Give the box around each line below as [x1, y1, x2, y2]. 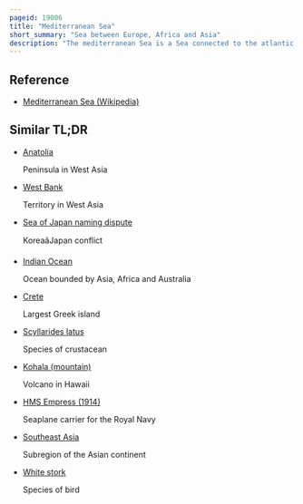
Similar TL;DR [9, 122, 88, 138]
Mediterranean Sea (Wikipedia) [22, 96, 140, 107]
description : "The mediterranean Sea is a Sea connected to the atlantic [9, 38, 295, 48]
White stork [22, 466, 66, 477]
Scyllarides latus [22, 325, 84, 336]
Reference [9, 72, 70, 87]
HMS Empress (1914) [22, 396, 102, 407]
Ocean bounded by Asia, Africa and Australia [22, 273, 191, 284]
